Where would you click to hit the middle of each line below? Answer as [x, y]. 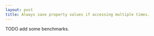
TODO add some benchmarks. [37, 28]
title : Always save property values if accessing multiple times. [78, 14]
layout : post [19, 10]
